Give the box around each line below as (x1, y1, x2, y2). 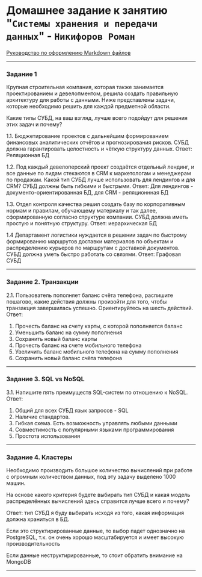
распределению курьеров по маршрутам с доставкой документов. (6, 245, 180, 252)
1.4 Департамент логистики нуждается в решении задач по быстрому (6, 231, 188, 239)
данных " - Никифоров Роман (6, 30, 135, 43)
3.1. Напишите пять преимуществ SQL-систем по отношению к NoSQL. (6, 388, 188, 396)
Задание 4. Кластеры (6, 453, 73, 461)
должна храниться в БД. (6, 516, 70, 523)
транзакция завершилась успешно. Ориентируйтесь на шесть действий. (6, 304, 194, 311)
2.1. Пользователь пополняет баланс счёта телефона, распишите (6, 292, 173, 299)
